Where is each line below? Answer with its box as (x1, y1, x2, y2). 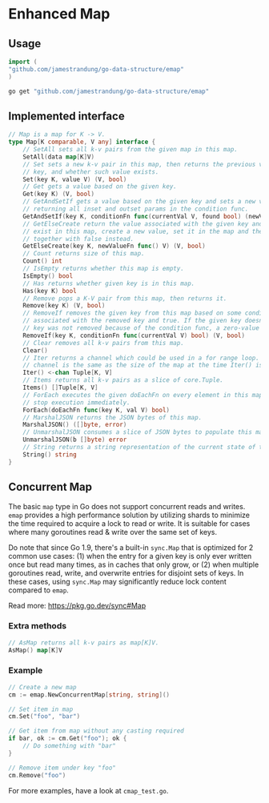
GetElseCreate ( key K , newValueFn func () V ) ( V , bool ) (22, 242, 206, 251)
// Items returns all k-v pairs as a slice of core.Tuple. (22, 376, 224, 384)
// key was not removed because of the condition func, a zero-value (22, 324, 260, 332)
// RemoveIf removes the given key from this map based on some (22, 309, 242, 317)
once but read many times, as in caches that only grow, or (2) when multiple (8, 560, 259, 569)
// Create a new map (8, 683, 78, 691)
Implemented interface (8, 109, 126, 122)
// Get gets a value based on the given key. (22, 183, 178, 191)
